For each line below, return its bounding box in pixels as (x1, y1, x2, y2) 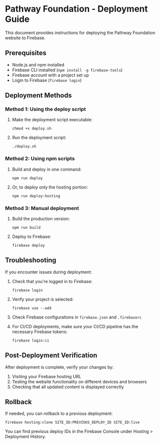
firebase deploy (12, 243, 45, 248)
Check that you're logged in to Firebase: (12, 278, 93, 284)
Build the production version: (12, 216, 70, 222)
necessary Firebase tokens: (12, 329, 68, 334)
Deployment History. (5, 434, 46, 440)
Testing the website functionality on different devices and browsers (12, 379, 147, 384)
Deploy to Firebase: (12, 234, 51, 239)
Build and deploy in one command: (12, 166, 81, 172)
